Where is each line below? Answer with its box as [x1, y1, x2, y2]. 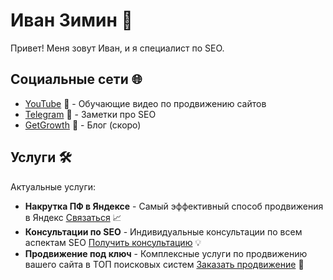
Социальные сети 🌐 [10, 71, 143, 88]
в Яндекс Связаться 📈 [24, 211, 122, 223]
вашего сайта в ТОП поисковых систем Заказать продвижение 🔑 [24, 258, 305, 270]
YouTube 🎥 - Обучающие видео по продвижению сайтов [24, 97, 267, 109]
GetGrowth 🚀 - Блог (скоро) [24, 119, 142, 131]
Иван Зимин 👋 [10, 9, 133, 32]
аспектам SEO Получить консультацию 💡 [24, 236, 202, 248]
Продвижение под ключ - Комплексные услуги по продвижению [24, 247, 308, 259]
